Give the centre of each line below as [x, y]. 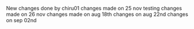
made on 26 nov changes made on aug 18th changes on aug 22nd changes [97, 14]
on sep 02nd [21, 20]
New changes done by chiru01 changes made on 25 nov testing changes [94, 8]
